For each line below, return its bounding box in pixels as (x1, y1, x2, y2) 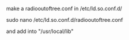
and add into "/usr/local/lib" (6, 28, 74, 35)
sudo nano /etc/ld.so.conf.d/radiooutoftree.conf (6, 16, 124, 23)
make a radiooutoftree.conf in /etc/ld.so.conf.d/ (6, 5, 122, 12)
